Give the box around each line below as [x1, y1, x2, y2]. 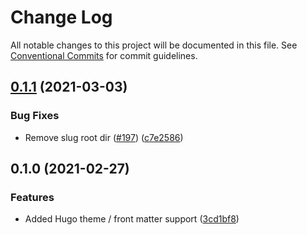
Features [10, 190, 55, 204]
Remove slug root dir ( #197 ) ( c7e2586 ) [24, 131, 184, 143]
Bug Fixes [10, 109, 60, 123]
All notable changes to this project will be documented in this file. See [10, 39, 298, 51]
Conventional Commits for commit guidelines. [10, 49, 198, 61]
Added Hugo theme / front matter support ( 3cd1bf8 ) [24, 213, 240, 225]
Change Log [10, 6, 113, 29]
